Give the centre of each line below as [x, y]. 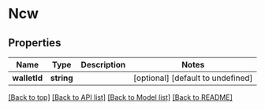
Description [103, 65]
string [62, 78]
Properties [35, 43]
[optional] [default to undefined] [193, 78]
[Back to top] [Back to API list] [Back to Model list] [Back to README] [120, 97]
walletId [28, 78]
